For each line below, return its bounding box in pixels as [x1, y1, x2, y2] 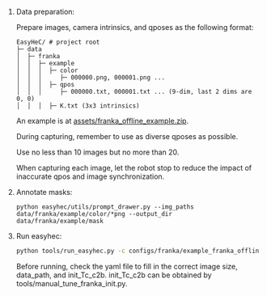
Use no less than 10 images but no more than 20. [15, 147, 180, 157]
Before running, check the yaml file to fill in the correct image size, [15, 261, 238, 271]
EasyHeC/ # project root [15, 38, 100, 46]
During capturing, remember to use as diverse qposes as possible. [15, 132, 239, 141]
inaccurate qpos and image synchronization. [15, 171, 165, 181]
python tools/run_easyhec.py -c [15, 247, 125, 255]
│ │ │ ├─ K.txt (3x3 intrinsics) [15, 102, 140, 110]
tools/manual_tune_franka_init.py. [15, 278, 128, 288]
